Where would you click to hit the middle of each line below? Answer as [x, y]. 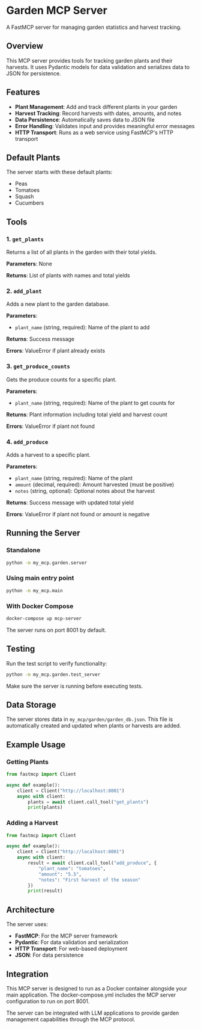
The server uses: [27, 924]
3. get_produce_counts [38, 366]
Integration [28, 974]
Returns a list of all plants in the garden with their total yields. [82, 252]
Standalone [23, 550]
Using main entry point [40, 578]
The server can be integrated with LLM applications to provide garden [93, 1013]
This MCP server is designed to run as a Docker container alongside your [97, 988]
